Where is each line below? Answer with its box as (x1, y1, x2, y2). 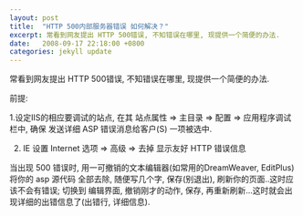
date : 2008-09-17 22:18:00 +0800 (9, 38, 145, 48)
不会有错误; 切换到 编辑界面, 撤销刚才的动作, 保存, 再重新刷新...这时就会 (16, 185, 286, 196)
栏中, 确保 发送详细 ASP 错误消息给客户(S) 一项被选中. (9, 124, 213, 135)
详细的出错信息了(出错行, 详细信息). (16, 197, 151, 208)
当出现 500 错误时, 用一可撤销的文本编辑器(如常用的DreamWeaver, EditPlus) (9, 162, 295, 173)
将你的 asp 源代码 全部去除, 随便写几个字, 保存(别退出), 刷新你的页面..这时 (9, 174, 286, 185)
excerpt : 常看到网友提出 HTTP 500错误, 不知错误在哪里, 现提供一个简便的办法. (9, 30, 280, 39)
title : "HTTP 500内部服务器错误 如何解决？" (9, 22, 169, 31)
